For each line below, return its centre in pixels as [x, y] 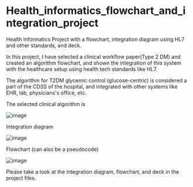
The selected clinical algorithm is [46, 104]
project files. [21, 178]
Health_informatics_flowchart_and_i [96, 11]
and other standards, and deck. [44, 45]
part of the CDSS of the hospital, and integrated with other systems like [92, 86]
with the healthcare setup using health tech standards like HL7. [82, 69]
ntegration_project [52, 23]
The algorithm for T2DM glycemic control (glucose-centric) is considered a [96, 80]
